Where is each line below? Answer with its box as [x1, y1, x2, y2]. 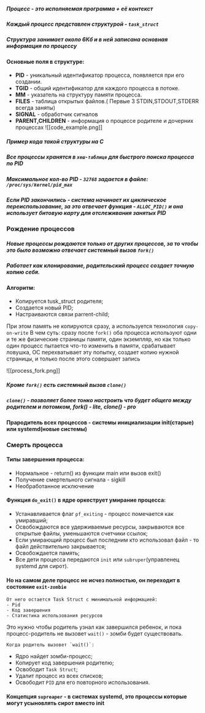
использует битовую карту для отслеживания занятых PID [6, 209, 166, 217]
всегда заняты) [15, 104, 55, 112]
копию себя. [6, 268, 40, 276]
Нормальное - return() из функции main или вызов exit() [15, 469, 161, 477]
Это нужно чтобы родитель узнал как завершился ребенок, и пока [6, 623, 182, 631]
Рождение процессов [6, 225, 75, 233]
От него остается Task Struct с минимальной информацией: [6, 596, 158, 603]
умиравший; [15, 516, 48, 524]
